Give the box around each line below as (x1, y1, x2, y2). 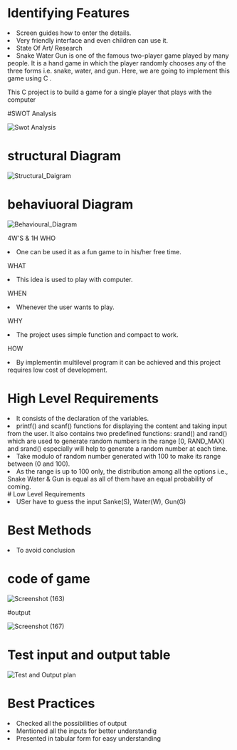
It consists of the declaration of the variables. (16, 414, 149, 422)
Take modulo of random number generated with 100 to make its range (16, 452, 221, 460)
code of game (7, 571, 90, 587)
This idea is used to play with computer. (16, 275, 133, 283)
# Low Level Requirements (7, 489, 85, 498)
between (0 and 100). (7, 459, 70, 468)
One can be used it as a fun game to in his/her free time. (16, 247, 181, 256)
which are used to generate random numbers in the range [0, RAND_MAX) (7, 437, 225, 445)
